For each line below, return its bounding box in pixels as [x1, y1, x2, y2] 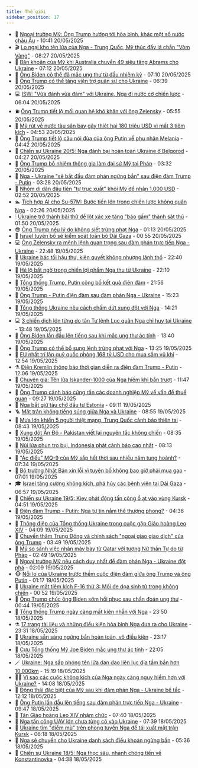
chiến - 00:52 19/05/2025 [14, 589, 78, 596]
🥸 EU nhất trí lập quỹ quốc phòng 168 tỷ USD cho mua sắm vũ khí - [14, 350, 178, 358]
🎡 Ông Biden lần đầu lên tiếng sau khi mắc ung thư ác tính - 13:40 [14, 332, 174, 339]
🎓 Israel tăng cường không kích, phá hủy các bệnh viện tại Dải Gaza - [14, 480, 186, 487]
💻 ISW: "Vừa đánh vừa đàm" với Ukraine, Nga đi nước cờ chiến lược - [14, 90, 185, 97]
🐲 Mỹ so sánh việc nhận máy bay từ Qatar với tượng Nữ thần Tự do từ [14, 545, 183, 552]
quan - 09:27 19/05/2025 [14, 395, 76, 402]
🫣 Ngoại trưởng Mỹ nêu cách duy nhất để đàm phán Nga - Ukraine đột [14, 557, 186, 565]
